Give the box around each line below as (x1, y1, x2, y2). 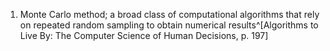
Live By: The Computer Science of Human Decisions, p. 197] (19, 30, 269, 41)
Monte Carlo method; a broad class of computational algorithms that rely (19, 9, 320, 20)
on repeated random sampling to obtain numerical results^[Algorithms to (19, 19, 319, 31)
